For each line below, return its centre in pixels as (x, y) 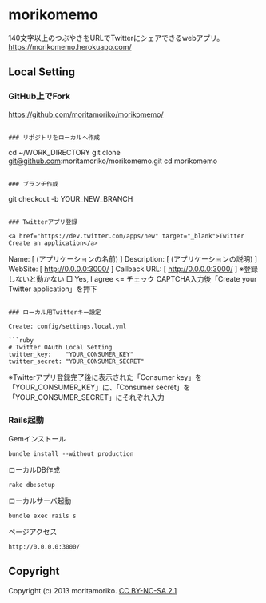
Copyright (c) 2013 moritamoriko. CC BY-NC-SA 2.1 (93, 590)
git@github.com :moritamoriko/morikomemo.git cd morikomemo (113, 161)
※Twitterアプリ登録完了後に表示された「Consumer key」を (105, 377)
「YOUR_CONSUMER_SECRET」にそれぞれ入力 (87, 397)
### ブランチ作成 (33, 184)
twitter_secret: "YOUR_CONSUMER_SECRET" (77, 361)
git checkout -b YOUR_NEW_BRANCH (71, 198)
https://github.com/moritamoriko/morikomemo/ (86, 114)
